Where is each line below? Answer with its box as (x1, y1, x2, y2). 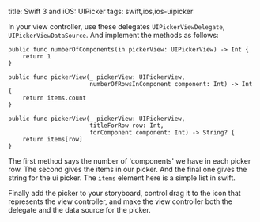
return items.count (22, 94, 87, 102)
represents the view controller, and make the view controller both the (8, 197, 233, 206)
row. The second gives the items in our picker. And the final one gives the (8, 165, 247, 174)
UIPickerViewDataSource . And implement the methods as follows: (8, 31, 219, 40)
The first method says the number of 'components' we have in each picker (8, 156, 251, 165)
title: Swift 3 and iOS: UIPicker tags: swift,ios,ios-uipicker (8, 7, 194, 16)
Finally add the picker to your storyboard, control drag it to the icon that (8, 189, 241, 198)
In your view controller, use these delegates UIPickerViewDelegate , (8, 22, 225, 31)
